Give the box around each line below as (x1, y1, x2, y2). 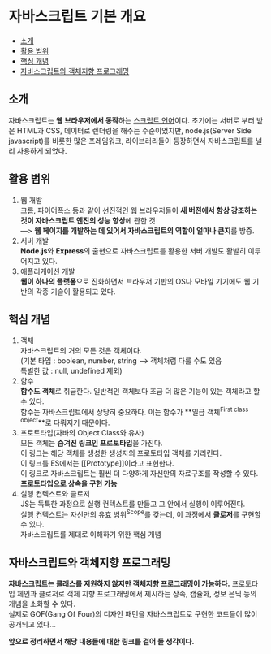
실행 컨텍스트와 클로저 (19, 488, 91, 498)
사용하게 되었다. (16, 145, 67, 155)
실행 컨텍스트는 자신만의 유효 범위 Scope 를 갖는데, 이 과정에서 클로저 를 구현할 (19, 508, 261, 519)
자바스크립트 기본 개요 (8, 7, 146, 26)
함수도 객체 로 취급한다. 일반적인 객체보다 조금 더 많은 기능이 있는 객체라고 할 (19, 387, 260, 396)
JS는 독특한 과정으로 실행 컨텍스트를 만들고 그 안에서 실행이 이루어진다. (19, 499, 246, 509)
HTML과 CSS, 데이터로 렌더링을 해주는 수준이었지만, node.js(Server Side (16, 125, 252, 135)
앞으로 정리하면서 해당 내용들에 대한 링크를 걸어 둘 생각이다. (8, 637, 195, 647)
